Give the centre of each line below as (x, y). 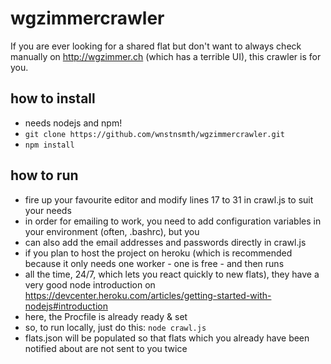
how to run (44, 175)
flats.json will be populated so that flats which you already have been (167, 338)
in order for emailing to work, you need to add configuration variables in (173, 221)
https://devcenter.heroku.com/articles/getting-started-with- (148, 295)
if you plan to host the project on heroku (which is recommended (158, 253)
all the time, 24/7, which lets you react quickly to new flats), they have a (172, 274)
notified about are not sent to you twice (106, 348)
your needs (48, 210)
